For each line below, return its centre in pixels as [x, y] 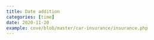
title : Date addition [33, 11]
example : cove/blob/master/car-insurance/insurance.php [77, 28]
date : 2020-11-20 [28, 22]
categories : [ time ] [30, 17]
